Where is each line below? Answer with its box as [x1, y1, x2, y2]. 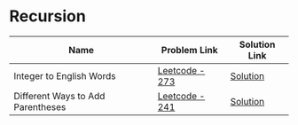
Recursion [9, 6, 86, 27]
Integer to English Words [13, 69, 116, 82]
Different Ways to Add [13, 90, 106, 102]
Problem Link [161, 43, 219, 56]
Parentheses [13, 100, 67, 113]
